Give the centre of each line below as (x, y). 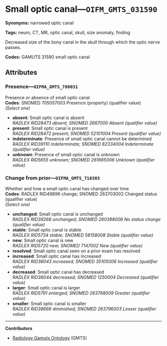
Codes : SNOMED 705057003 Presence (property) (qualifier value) (73, 103)
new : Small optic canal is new (43, 240)
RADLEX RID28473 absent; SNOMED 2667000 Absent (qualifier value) (85, 123)
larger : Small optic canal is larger (46, 288)
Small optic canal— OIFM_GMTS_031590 (81, 9)
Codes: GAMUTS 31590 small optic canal (48, 57)
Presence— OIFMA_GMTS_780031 (42, 87)
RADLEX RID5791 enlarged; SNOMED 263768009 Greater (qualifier (81, 293)
